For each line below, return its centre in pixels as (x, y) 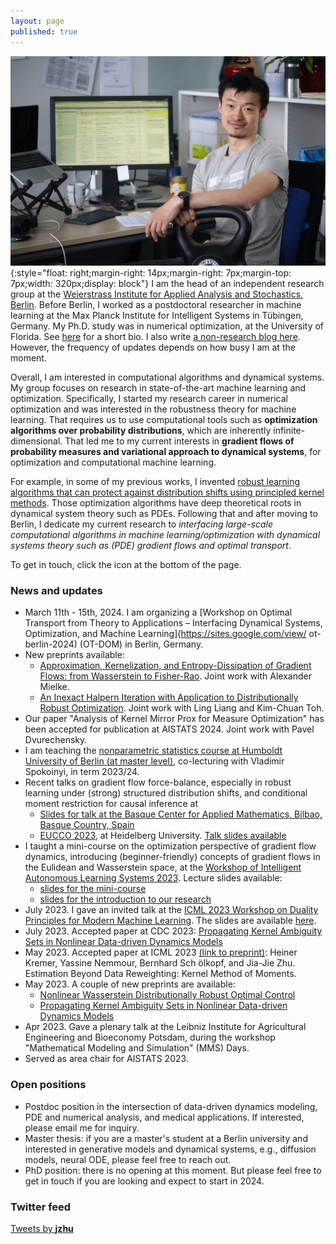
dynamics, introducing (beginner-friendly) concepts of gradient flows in (172, 857)
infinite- (289, 431)
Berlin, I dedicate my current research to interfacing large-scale (142, 524)
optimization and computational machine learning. (113, 462)
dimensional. (36, 441)
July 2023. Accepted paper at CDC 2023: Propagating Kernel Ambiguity (173, 931)
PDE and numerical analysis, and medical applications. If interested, (164, 1117)
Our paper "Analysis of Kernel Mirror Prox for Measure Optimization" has (174, 719)
